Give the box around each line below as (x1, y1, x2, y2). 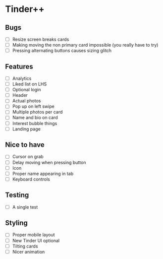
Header (12, 92, 28, 98)
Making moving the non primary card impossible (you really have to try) (12, 42, 159, 48)
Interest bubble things (12, 120, 57, 126)
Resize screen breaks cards (12, 36, 69, 42)
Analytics (12, 75, 32, 81)
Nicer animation (12, 249, 45, 255)
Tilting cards (12, 243, 38, 249)
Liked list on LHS (12, 81, 47, 87)
